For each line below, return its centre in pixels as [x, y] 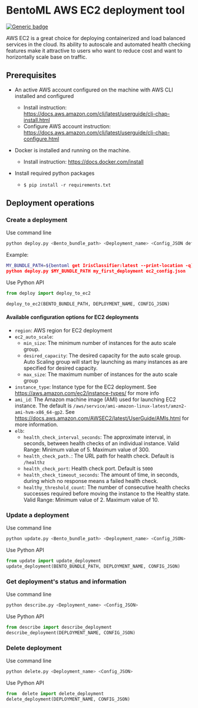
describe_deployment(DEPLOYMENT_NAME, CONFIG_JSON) [71, 632]
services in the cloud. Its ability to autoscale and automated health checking [98, 44]
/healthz [34, 463]
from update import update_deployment [54, 561]
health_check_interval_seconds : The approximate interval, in [97, 437]
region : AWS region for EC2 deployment [63, 331]
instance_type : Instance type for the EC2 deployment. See [86, 387]
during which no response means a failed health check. [91, 481]
